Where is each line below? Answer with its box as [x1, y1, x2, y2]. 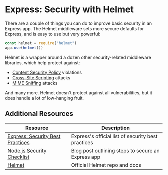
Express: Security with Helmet [5, 4, 134, 15]
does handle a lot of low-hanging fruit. [5, 95, 84, 101]
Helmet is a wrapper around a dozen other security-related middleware [5, 54, 151, 60]
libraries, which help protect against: [5, 59, 80, 66]
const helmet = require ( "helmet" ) [5, 40, 77, 46]
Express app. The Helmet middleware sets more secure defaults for [5, 25, 144, 31]
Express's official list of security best [71, 133, 158, 140]
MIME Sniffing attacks [12, 80, 58, 86]
